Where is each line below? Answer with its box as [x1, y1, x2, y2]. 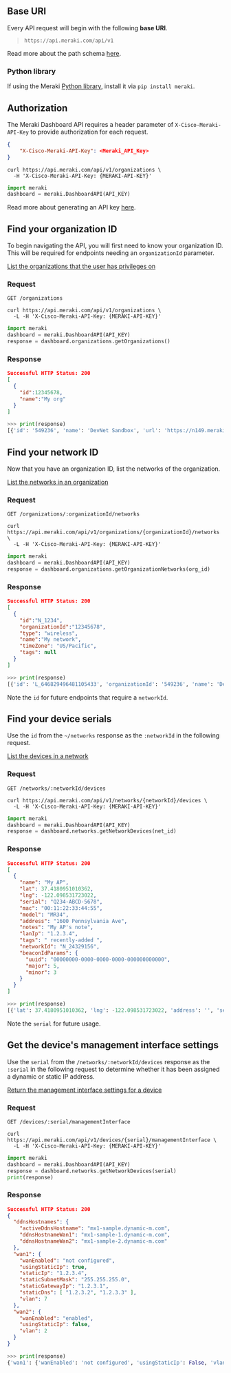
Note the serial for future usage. [7, 1019, 101, 1028]
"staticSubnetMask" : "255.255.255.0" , [19, 1277, 131, 1283]
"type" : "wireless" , [19, 630, 78, 637]
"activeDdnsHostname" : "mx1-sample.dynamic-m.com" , [19, 1225, 170, 1232]
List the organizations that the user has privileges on [7, 262, 156, 271]
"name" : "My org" [19, 396, 67, 403]
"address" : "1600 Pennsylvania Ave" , [19, 917, 128, 924]
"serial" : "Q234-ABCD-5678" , [19, 898, 103, 905]
